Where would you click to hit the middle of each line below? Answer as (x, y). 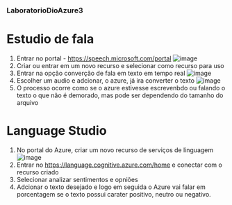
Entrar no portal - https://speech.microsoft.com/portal (94, 58)
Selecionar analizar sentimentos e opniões (77, 179)
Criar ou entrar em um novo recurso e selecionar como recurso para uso (120, 65)
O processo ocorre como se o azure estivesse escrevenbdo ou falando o (121, 88)
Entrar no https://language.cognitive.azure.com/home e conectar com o (119, 165)
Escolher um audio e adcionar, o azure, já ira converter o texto (106, 80)
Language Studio (57, 131)
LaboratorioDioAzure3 (45, 10)
